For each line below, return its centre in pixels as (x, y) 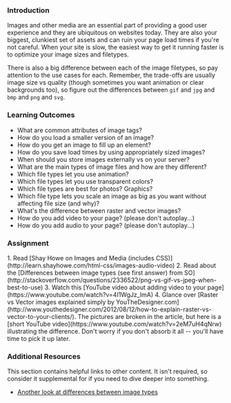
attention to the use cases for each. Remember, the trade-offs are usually (111, 75)
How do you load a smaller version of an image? (86, 137)
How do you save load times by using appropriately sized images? (111, 152)
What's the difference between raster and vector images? (99, 210)
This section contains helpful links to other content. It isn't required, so (108, 371)
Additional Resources (44, 356)
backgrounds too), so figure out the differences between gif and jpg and (111, 90)
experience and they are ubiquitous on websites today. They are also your (112, 32)
